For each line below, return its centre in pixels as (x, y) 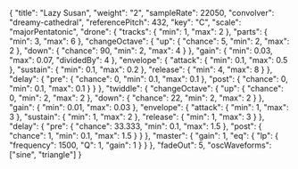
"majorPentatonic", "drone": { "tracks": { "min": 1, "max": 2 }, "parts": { (138, 32)
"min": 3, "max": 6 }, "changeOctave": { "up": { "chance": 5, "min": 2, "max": (149, 41)
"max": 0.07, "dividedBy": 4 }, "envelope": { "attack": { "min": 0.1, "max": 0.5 (149, 60)
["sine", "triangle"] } (46, 154)
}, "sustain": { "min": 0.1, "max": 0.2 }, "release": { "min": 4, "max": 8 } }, (141, 69)
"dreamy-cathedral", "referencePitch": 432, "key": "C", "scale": (125, 22)
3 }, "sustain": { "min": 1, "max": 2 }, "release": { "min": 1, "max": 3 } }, (137, 117)
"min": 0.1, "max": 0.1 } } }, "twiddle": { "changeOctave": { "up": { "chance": (146, 89)
